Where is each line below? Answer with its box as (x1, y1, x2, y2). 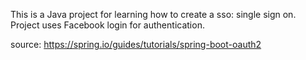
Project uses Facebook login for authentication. (10, 19, 205, 31)
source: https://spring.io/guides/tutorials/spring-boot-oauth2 (10, 39, 262, 50)
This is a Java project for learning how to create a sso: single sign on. (10, 9, 297, 20)
